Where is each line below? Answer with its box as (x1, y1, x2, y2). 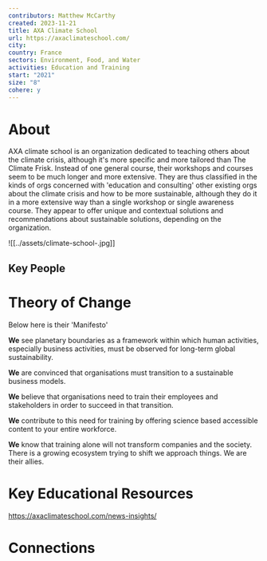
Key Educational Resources (8, 484, 194, 503)
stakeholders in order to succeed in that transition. (8, 400, 174, 409)
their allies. (8, 456, 45, 466)
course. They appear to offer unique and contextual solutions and (8, 206, 224, 215)
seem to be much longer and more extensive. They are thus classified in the (8, 172, 257, 182)
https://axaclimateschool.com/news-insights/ (8, 511, 157, 520)
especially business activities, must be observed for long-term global (8, 344, 236, 354)
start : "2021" (8, 71, 56, 79)
